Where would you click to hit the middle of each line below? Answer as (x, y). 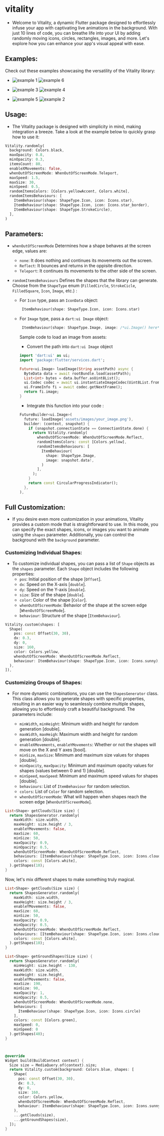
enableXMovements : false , (36, 168)
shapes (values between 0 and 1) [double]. (62, 770)
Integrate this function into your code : (65, 405)
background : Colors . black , (37, 151)
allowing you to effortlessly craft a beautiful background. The (73, 709)
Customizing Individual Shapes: (44, 553)
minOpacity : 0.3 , (27, 160)
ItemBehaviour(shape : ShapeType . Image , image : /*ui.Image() (84, 328)
